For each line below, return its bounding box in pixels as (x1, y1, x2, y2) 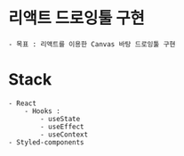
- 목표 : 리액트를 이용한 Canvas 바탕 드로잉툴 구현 (8, 39, 176, 49)
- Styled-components (8, 137, 85, 147)
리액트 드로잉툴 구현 (8, 8, 146, 29)
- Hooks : (24, 106, 61, 116)
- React (8, 99, 37, 108)
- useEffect (40, 122, 85, 131)
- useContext (40, 130, 89, 139)
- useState (40, 114, 81, 123)
